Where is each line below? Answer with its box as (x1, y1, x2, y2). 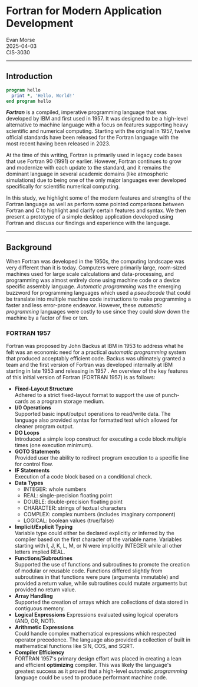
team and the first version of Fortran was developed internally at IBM (6, 362, 173, 369)
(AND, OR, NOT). (14, 617, 56, 624)
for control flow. (14, 461, 54, 468)
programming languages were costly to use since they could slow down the (6, 308, 190, 315)
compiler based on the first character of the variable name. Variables (14, 536, 182, 543)
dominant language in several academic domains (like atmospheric (6, 170, 169, 178)
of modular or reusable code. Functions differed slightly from (14, 567, 163, 574)
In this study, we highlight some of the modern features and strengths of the (6, 194, 192, 201)
